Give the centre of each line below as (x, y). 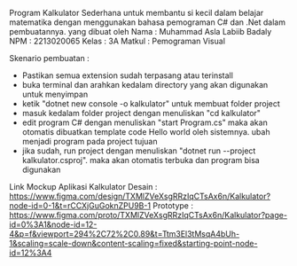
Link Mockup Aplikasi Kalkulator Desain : (83, 187)
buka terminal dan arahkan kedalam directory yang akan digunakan (145, 85)
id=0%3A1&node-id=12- (53, 224)
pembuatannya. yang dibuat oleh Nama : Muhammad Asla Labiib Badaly (141, 31)
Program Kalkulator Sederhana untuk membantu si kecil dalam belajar (137, 13)
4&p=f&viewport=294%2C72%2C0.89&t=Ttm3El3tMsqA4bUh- (125, 234)
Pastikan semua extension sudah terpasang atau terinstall (127, 75)
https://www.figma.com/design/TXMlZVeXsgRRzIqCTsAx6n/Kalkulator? (140, 196)
